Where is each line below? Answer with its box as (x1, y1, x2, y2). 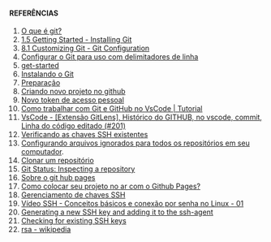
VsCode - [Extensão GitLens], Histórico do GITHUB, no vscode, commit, (20, 112, 263, 123)
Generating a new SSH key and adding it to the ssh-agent (20, 207, 213, 217)
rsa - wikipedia (20, 225, 71, 235)
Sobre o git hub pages (20, 173, 96, 183)
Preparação (20, 78, 61, 88)
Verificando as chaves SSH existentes (20, 130, 148, 140)
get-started (20, 61, 59, 71)
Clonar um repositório (20, 156, 94, 166)
